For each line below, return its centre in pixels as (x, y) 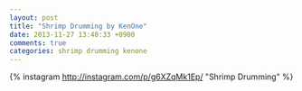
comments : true (38, 43)
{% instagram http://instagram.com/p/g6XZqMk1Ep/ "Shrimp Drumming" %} (151, 77)
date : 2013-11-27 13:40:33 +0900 (72, 34)
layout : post (34, 18)
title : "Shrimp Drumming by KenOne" (78, 26)
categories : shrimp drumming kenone (78, 51)
